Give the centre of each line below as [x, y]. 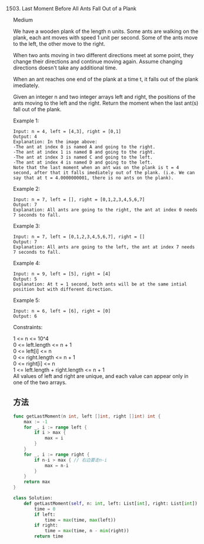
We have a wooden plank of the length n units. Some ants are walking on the [106, 31]
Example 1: [26, 121]
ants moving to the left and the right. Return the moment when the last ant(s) [106, 103]
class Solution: [33, 498]
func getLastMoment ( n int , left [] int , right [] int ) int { [87, 416]
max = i [54, 438]
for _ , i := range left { [56, 427]
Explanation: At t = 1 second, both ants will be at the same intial [100, 284]
